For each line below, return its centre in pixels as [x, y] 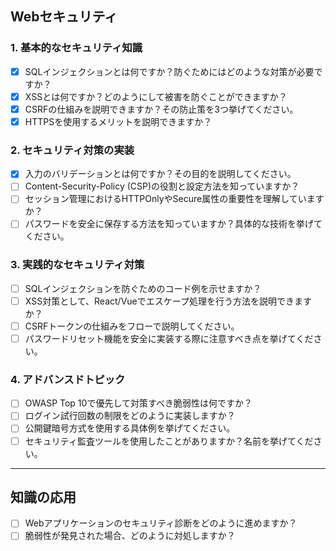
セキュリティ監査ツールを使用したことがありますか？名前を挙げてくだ [169, 441]
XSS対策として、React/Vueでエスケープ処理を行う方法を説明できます [168, 301]
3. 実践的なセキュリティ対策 [77, 265]
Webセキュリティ [64, 17]
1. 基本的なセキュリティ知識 [76, 48]
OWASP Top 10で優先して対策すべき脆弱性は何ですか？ [138, 403]
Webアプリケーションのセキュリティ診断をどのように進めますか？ [161, 523]
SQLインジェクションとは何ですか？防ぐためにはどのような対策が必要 [169, 71]
